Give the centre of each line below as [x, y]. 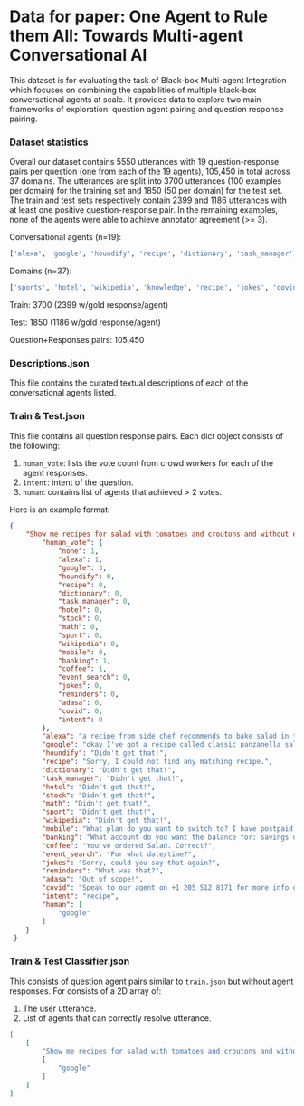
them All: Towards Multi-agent [127, 36]
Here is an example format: [60, 510]
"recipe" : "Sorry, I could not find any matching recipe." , [157, 762]
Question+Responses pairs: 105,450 [77, 339]
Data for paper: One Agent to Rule [139, 17]
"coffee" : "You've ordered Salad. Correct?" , [129, 845]
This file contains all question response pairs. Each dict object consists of [146, 435]
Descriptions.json [49, 363]
